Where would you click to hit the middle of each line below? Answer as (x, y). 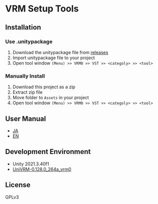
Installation (23, 27)
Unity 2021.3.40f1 (31, 164)
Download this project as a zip (44, 87)
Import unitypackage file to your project (54, 58)
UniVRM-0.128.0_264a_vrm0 (42, 169)
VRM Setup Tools (42, 9)
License (18, 185)
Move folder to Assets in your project (51, 98)
